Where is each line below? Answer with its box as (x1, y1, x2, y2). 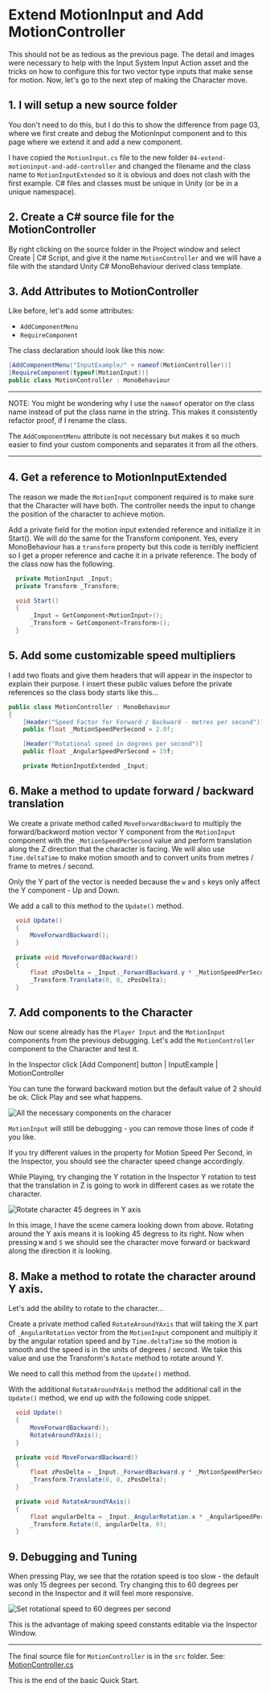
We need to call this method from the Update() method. (8, 1369, 191, 1379)
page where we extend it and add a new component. (8, 137, 183, 147)
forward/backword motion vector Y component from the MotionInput (8, 827, 235, 836)
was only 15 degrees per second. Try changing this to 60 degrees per (8, 1580, 239, 1590)
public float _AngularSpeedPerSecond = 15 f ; (22, 748, 174, 756)
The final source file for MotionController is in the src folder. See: (8, 1652, 226, 1661)
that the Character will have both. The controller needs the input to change (8, 500, 256, 510)
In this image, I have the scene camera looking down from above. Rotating (8, 1221, 254, 1230)
